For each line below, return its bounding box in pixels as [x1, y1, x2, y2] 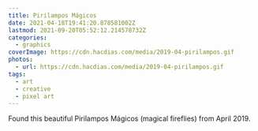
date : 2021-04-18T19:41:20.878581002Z [8, 19, 136, 27]
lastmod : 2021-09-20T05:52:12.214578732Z [8, 26, 147, 34]
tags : [8, 70, 26, 78]
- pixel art [15, 92, 55, 100]
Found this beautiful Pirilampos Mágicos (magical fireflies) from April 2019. [8, 114, 251, 123]
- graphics [15, 41, 51, 49]
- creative [15, 84, 51, 93]
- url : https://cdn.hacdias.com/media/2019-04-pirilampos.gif [15, 63, 224, 71]
